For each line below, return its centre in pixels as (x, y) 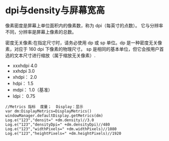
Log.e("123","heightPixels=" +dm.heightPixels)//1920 (63, 133)
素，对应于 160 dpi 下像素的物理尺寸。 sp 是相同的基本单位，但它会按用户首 (84, 49)
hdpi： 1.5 (23, 83)
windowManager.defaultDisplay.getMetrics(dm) (54, 116)
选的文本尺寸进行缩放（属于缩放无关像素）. (50, 55)
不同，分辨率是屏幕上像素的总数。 (41, 32)
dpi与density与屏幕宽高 (55, 10)
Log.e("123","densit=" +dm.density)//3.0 (50, 120)
